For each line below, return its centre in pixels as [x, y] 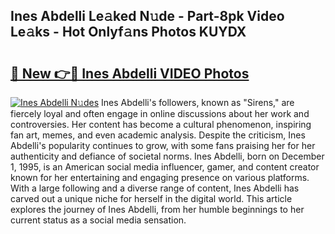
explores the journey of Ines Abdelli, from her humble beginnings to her [157, 209]
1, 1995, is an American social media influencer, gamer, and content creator [165, 167]
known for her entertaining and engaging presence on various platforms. [160, 177]
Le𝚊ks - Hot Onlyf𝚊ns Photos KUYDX [128, 32]
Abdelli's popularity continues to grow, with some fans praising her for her [163, 145]
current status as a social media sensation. [98, 220]
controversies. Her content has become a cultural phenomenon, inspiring [161, 124]
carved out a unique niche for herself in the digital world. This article [151, 198]
